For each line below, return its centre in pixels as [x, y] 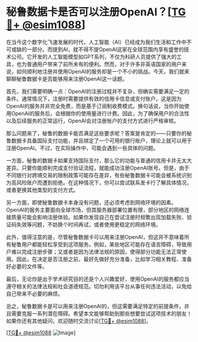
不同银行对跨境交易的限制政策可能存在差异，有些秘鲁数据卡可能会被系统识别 [99, 175]
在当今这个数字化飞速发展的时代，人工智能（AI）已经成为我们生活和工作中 [96, 42]
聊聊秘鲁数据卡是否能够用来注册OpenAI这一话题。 [67, 79]
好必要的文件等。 [27, 266]
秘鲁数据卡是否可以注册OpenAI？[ [89, 12]
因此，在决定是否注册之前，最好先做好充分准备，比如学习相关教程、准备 [104, 259]
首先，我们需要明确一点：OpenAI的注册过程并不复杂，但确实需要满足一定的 [98, 91]
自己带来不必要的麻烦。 [34, 293]
